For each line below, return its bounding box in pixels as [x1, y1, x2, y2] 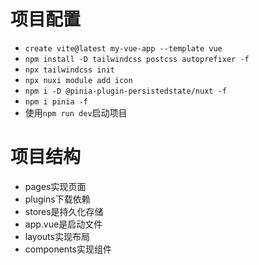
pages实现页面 [24, 180, 87, 192]
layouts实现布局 [24, 230, 90, 242]
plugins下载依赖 [24, 193, 91, 205]
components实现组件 [24, 243, 112, 255]
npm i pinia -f [24, 96, 89, 107]
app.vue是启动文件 [24, 218, 103, 230]
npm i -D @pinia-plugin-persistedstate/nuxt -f [24, 86, 227, 96]
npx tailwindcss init [24, 65, 115, 75]
